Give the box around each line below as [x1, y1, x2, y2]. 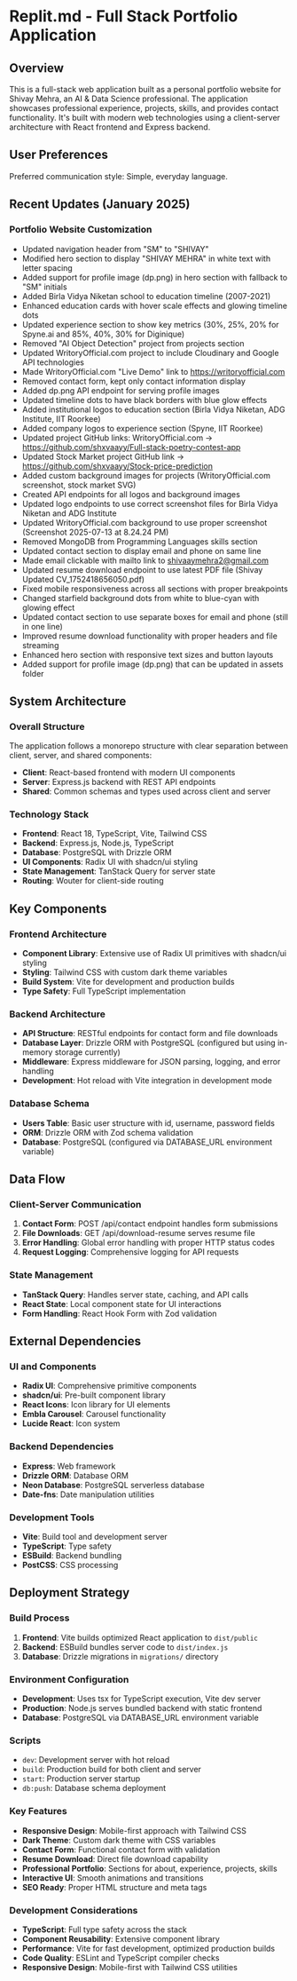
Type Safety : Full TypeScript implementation [21, 986, 186, 996]
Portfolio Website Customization [9, 224, 152, 236]
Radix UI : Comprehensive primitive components [21, 1381, 197, 1391]
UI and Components [9, 1360, 97, 1373]
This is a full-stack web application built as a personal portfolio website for [9, 84, 282, 94]
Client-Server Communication [9, 1199, 142, 1211]
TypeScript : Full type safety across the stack [21, 1924, 188, 1935]
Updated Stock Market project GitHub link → [21, 451, 184, 462]
